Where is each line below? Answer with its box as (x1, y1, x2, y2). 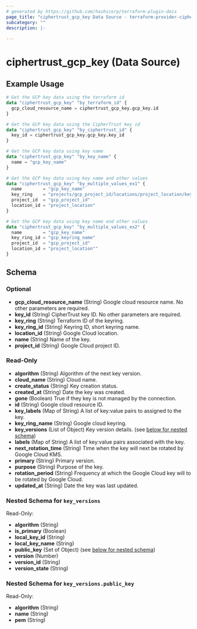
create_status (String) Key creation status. (14, 382, 118, 389)
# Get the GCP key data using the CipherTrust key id (6, 121, 141, 127)
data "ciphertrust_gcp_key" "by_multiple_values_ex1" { (6, 181, 145, 186)
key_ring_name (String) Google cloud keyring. (14, 420, 127, 427)
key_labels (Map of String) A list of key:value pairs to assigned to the (14, 407, 182, 414)
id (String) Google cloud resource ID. (14, 401, 104, 408)
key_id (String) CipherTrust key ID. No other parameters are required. (14, 311, 182, 318)
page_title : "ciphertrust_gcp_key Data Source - (6, 14, 127, 20)
